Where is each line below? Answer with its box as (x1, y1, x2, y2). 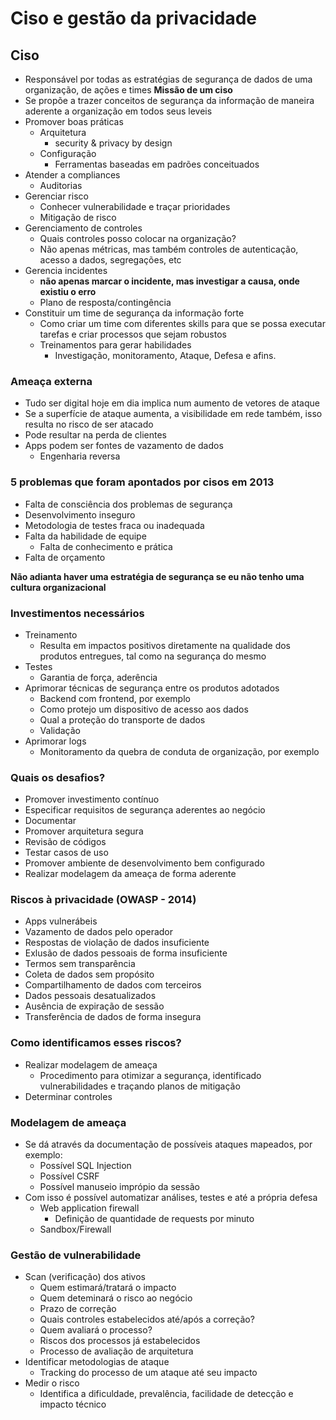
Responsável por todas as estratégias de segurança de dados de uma (24, 73, 313, 85)
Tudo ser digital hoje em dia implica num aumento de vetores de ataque (24, 397, 320, 409)
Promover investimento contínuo (24, 793, 160, 806)
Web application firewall (39, 1202, 140, 1214)
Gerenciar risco (24, 190, 89, 202)
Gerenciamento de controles (24, 222, 143, 234)
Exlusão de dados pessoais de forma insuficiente (24, 947, 228, 959)
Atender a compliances (24, 169, 121, 181)
